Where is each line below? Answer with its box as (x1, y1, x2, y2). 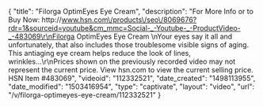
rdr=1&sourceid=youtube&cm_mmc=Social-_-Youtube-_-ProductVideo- (8, 24, 241, 32)
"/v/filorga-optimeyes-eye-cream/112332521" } (8, 90, 161, 99)
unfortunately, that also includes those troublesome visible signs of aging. (8, 40, 250, 50)
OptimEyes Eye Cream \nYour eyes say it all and (76, 31, 233, 41)
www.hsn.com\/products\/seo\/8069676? (61, 15, 197, 24)
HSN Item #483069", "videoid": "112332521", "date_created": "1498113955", (8, 74, 256, 83)
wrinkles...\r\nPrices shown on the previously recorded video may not (8, 57, 236, 66)
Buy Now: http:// (8, 15, 62, 24)
